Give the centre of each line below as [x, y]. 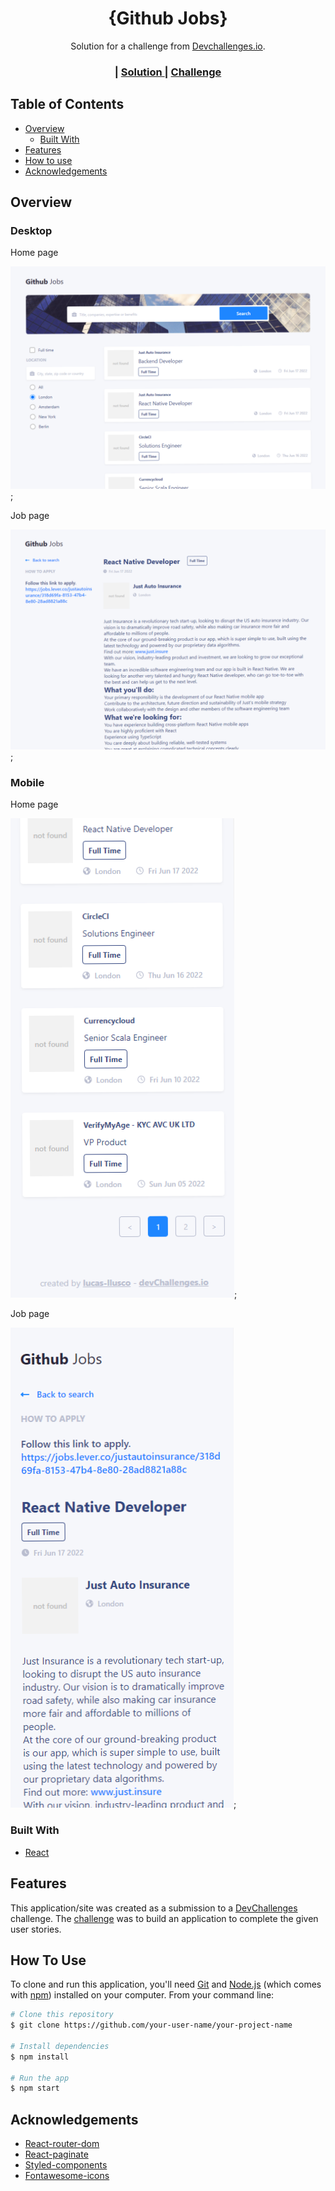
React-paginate [56, 2154]
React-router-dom [62, 2144]
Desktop [31, 230]
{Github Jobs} [168, 18]
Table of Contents [67, 104]
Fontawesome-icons [67, 2176]
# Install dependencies [60, 2046]
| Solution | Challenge [168, 72]
